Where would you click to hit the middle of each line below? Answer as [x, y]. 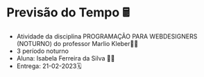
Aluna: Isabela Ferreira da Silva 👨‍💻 [66, 58]
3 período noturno [42, 51]
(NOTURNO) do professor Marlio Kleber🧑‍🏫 [77, 43]
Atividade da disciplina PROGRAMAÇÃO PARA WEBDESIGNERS [107, 36]
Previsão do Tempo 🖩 [68, 13]
